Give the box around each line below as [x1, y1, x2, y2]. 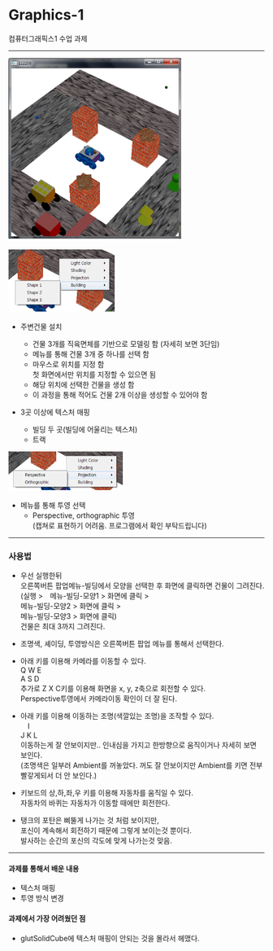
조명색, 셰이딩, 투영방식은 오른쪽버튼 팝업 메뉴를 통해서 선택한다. [19, 639, 225, 649]
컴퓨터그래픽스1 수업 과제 [8, 33, 88, 43]
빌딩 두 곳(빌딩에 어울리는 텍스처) [32, 424, 138, 434]
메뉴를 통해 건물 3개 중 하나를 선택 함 [32, 348, 150, 359]
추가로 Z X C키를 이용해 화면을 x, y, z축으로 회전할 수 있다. [19, 684, 206, 694]
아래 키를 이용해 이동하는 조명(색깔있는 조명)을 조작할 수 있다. [19, 711, 214, 721]
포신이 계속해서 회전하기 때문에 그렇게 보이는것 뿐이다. [19, 826, 193, 835]
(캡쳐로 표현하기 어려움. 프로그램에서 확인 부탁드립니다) [32, 520, 207, 530]
